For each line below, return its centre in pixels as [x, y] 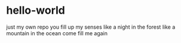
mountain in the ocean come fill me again [57, 33]
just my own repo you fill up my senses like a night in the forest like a [91, 27]
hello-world [36, 10]
